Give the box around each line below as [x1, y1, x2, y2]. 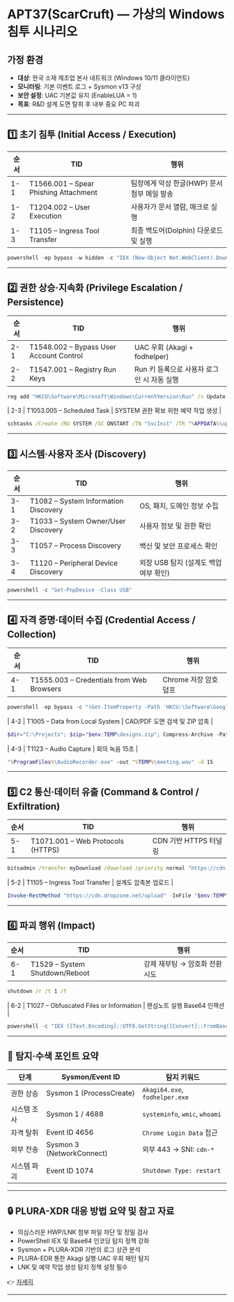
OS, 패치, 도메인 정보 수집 [139, 501, 219, 511]
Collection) [7, 629, 56, 641]
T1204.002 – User [29, 202, 91, 212]
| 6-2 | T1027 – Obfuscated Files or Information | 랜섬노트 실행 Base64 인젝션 [7, 1001, 225, 1009]
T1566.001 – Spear [29, 179, 95, 189]
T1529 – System [30, 959, 86, 969]
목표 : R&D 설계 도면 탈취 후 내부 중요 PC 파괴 [17, 100, 140, 108]
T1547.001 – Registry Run [29, 365, 117, 374]
